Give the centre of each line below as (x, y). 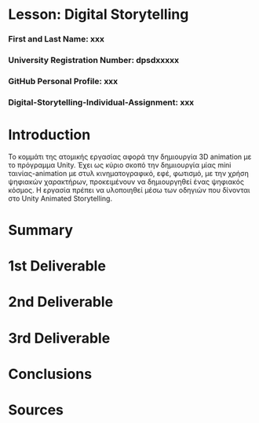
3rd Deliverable (59, 338)
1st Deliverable (57, 266)
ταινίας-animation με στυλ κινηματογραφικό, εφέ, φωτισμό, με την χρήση (129, 173)
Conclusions (50, 374)
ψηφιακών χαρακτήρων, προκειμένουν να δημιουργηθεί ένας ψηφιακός (126, 182)
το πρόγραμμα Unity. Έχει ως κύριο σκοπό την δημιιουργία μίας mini (120, 165)
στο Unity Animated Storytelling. (60, 198)
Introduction (49, 135)
